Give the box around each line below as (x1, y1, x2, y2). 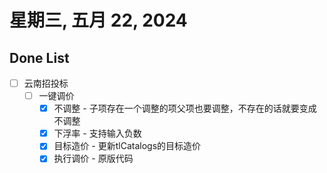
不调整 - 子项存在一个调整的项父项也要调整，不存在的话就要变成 (53, 102, 317, 115)
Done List (9, 49, 70, 66)
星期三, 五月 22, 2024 (9, 9, 188, 32)
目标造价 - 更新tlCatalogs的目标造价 (53, 140, 202, 152)
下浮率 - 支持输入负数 (53, 127, 142, 140)
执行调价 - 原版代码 (53, 152, 134, 165)
